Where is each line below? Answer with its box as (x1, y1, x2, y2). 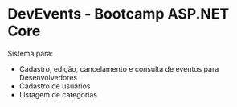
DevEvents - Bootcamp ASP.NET (7, 5, 230, 23)
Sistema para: (7, 48, 54, 58)
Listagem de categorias (18, 89, 98, 99)
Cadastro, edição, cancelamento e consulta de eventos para (18, 64, 219, 73)
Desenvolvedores (18, 72, 78, 82)
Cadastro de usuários (18, 81, 91, 91)
